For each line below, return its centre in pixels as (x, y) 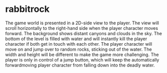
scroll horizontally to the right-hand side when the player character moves (82, 28)
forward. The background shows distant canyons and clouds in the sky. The (83, 33)
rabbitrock (28, 9)
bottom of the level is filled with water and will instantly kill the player (76, 39)
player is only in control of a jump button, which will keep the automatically (82, 60)
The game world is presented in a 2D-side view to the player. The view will (82, 23)
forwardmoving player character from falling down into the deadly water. (80, 65)
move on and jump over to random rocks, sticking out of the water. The (78, 49)
